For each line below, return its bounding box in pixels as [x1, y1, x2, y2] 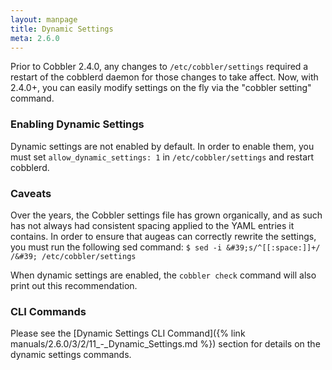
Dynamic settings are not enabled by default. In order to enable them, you [10, 140, 315, 152]
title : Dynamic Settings [10, 24, 114, 34]
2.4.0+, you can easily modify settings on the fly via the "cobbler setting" [10, 82, 312, 94]
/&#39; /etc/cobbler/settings [10, 251, 137, 261]
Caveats [10, 186, 52, 200]
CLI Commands [10, 304, 87, 318]
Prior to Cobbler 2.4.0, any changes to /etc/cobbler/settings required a [10, 61, 309, 73]
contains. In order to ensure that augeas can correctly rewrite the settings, [10, 230, 317, 242]
